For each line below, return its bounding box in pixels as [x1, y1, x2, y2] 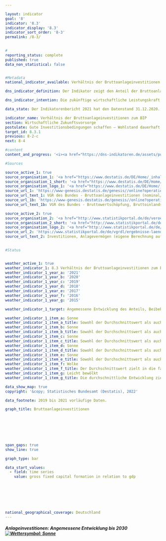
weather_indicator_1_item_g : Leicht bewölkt [5, 371, 98, 376]
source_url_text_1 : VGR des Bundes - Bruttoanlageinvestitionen [5, 193, 140, 198]
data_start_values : [5, 465, 45, 470]
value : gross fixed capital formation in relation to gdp [14, 474, 136, 479]
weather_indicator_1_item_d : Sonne [5, 343, 79, 348]
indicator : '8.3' [5, 21, 41, 26]
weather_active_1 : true [5, 261, 54, 266]
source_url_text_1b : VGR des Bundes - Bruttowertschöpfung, [5, 202, 132, 207]
